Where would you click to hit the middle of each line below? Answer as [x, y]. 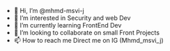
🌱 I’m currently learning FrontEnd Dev [68, 25]
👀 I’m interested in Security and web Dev [72, 18]
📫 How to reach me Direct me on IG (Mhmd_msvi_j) [88, 40]
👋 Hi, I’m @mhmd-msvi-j [49, 11]
